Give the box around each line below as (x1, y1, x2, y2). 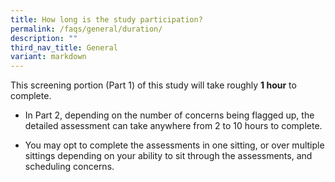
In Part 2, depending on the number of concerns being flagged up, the (24, 109, 315, 121)
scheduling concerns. (24, 161, 115, 173)
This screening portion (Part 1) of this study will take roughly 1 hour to (10, 79, 297, 91)
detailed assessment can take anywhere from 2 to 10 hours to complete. (24, 120, 323, 132)
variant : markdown (10, 52, 87, 62)
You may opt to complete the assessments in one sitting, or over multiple (24, 139, 325, 151)
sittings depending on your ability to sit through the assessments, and (24, 150, 313, 162)
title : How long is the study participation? (10, 14, 203, 25)
